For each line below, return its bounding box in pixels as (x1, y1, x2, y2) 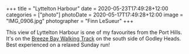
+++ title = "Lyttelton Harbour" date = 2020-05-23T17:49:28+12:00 (6, 5, 169, 12)
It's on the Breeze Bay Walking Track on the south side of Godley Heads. (6, 35, 181, 42)
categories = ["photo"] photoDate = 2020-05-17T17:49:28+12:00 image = (6, 11, 184, 18)
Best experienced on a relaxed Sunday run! (6, 41, 110, 48)
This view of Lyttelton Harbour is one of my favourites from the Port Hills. (6, 29, 183, 36)
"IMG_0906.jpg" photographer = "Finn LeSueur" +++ (6, 18, 133, 24)
